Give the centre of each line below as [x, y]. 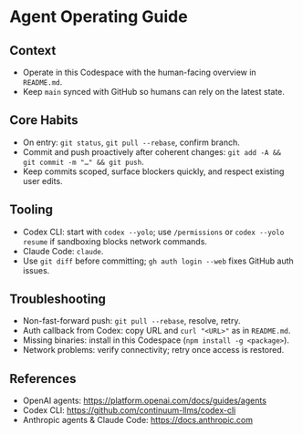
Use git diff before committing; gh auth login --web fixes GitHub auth [158, 261]
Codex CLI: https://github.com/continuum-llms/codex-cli [129, 410]
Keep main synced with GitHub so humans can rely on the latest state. [154, 92]
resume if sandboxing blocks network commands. [115, 241]
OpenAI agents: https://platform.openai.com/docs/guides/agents [145, 401]
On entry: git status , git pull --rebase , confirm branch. [131, 142]
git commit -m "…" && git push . [83, 161]
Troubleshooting [58, 300]
